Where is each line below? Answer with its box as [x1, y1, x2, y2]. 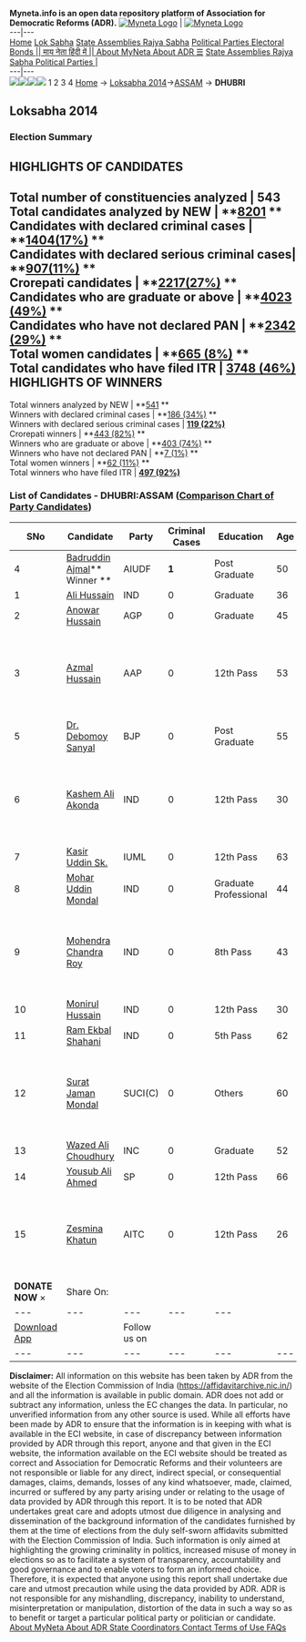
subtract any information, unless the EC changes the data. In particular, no [9, 1399, 289, 1410]
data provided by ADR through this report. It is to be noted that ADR [9, 1495, 262, 1506]
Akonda [66, 799, 100, 811]
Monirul [66, 997, 99, 1010]
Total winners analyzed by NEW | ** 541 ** [9, 399, 170, 410]
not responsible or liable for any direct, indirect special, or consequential [9, 1466, 281, 1478]
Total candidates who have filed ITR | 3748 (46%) [9, 361, 296, 376]
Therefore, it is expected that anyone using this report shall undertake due [9, 1573, 289, 1584]
